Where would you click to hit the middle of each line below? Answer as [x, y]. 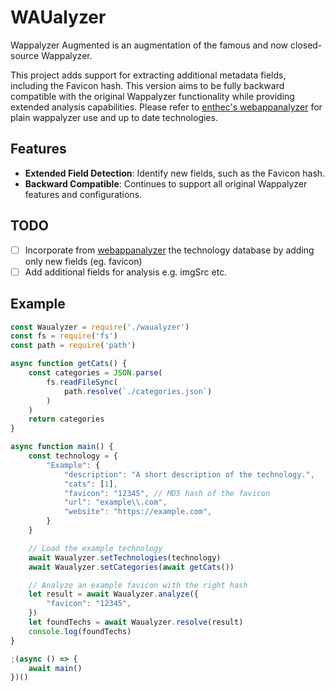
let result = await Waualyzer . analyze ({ [113, 594]
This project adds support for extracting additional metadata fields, [148, 75]
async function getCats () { [69, 364]
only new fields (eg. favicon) [83, 261]
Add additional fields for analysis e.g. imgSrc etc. [126, 272]
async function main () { [62, 447]
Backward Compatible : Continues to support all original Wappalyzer [166, 183]
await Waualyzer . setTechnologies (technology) [125, 557]
